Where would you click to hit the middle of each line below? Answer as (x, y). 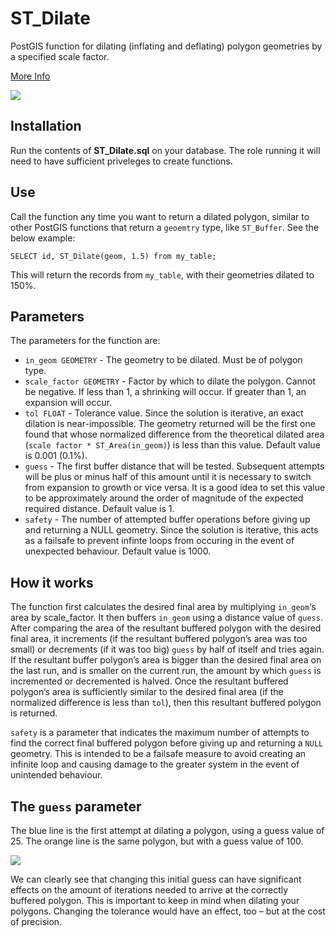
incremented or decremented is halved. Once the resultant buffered (149, 681)
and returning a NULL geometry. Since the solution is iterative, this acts (171, 530)
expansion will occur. (68, 403)
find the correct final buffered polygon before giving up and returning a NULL (167, 743)
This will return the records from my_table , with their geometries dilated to (162, 274)
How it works (52, 582)
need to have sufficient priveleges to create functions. (121, 161)
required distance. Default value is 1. (99, 509)
